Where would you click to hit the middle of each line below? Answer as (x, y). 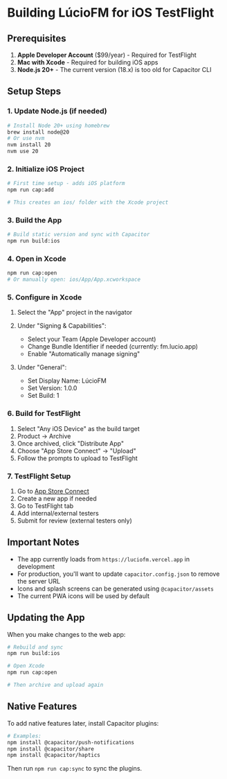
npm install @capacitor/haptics (54, 755)
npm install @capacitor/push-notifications (71, 742)
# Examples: (24, 736)
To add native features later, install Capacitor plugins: (83, 723)
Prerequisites (37, 38)
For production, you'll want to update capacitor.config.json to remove (118, 574)
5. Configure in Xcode (45, 297)
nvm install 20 (29, 145)
